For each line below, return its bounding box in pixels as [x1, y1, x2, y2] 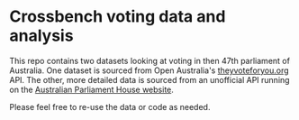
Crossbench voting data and [9, 6, 226, 27]
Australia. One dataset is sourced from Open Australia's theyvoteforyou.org [9, 65, 290, 76]
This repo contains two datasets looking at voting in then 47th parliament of [9, 55, 291, 66]
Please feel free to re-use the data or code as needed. [9, 101, 211, 112]
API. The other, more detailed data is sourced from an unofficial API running [9, 74, 290, 85]
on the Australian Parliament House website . [9, 84, 174, 95]
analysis [9, 25, 74, 46]
